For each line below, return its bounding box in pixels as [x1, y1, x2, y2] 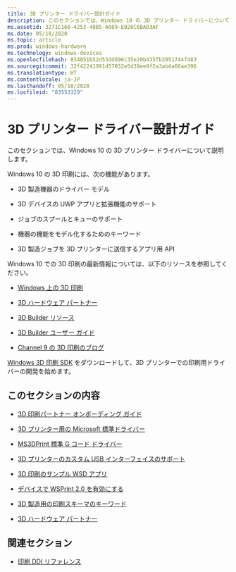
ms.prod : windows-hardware [7, 43, 87, 50]
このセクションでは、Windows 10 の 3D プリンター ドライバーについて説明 [7, 146, 224, 155]
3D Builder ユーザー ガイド [17, 328, 95, 337]
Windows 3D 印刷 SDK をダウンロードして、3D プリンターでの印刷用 [7, 359, 207, 367]
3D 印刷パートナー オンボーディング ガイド [17, 409, 142, 418]
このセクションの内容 [7, 390, 100, 402]
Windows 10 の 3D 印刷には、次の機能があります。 [7, 170, 154, 178]
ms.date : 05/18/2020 [7, 30, 68, 37]
